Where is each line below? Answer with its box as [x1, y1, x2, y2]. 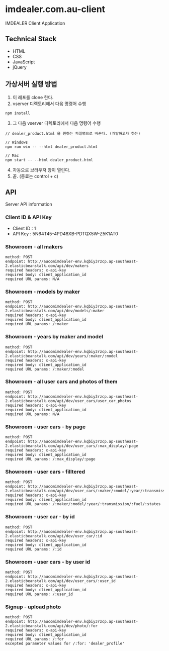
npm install [5, 111, 30, 116]
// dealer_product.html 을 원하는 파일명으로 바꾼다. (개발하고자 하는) [5, 131, 141, 136]
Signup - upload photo [5, 603, 61, 610]
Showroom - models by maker [5, 288, 80, 295]
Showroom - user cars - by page [5, 423, 86, 430]
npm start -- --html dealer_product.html [5, 157, 94, 162]
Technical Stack [5, 35, 57, 43]
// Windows [5, 140, 28, 145]
